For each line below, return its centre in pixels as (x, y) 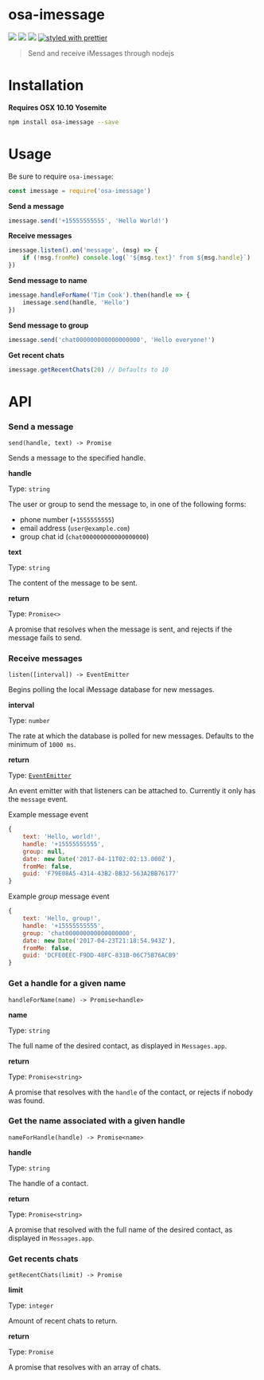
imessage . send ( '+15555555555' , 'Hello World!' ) (89, 221)
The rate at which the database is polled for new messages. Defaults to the (131, 736)
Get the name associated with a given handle (97, 1121)
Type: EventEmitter (40, 776)
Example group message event (59, 896)
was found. (27, 1100)
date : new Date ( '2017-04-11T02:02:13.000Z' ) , (99, 859)
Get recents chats (43, 1259)
